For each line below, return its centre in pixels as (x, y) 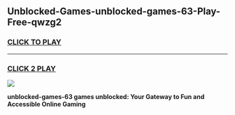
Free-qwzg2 (34, 23)
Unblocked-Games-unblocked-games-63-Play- (114, 11)
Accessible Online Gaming (47, 104)
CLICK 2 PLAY (31, 68)
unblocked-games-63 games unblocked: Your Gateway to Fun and (106, 96)
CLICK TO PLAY (34, 43)
